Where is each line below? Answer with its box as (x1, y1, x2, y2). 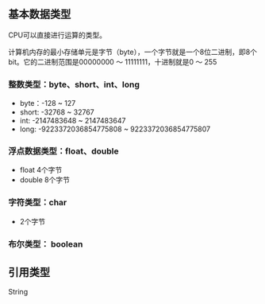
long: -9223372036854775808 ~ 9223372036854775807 (19, 124, 211, 134)
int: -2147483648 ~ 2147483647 (19, 116, 126, 126)
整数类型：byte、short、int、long (8, 79, 140, 90)
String (8, 287, 29, 297)
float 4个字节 (19, 166, 63, 175)
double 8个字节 (19, 175, 70, 185)
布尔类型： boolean (8, 238, 83, 249)
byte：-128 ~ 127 (19, 99, 76, 108)
